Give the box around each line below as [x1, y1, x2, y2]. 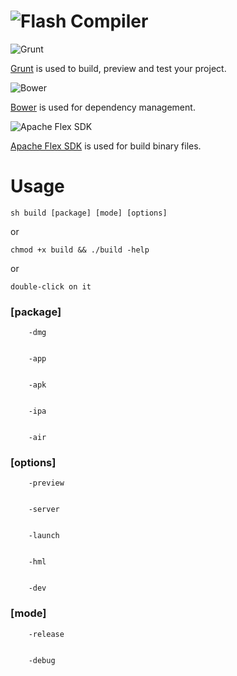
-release [28, 629, 65, 639]
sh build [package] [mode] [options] [10, 208, 168, 218]
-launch [28, 531, 60, 541]
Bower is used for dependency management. [10, 101, 196, 113]
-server [28, 505, 60, 515]
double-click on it [10, 281, 92, 292]
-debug [28, 655, 56, 665]
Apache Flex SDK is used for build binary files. [10, 140, 202, 152]
